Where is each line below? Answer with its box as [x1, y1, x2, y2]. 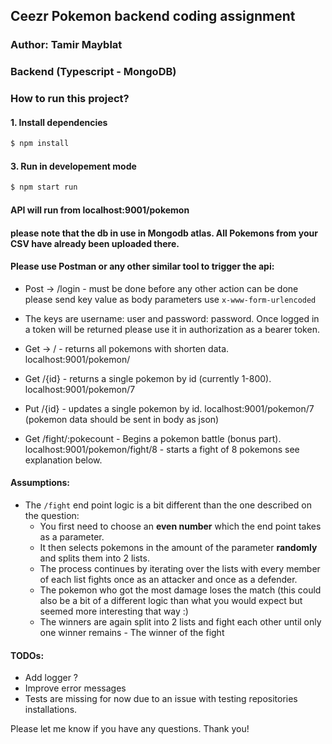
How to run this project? [10, 92, 130, 106]
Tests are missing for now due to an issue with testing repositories [24, 693, 298, 705]
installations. [24, 704, 78, 716]
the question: [24, 509, 80, 521]
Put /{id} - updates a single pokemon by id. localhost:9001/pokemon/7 [24, 402, 315, 414]
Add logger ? [24, 672, 79, 684]
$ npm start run [10, 182, 78, 193]
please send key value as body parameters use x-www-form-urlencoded [24, 293, 317, 305]
